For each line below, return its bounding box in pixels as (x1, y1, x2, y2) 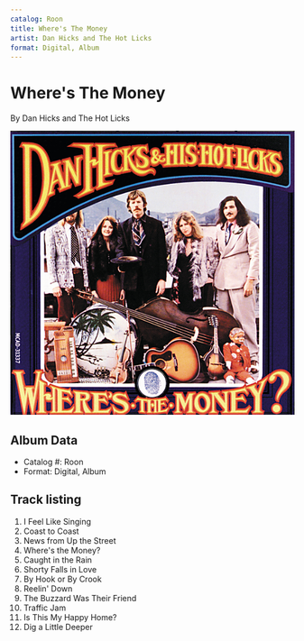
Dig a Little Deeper (23, 621, 94, 632)
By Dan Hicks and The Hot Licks (10, 113, 130, 124)
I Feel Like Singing (23, 516, 92, 527)
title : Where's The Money (10, 23, 107, 33)
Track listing (10, 492, 82, 508)
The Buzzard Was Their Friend (23, 592, 137, 603)
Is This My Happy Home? (23, 611, 117, 622)
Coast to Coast (23, 526, 79, 536)
